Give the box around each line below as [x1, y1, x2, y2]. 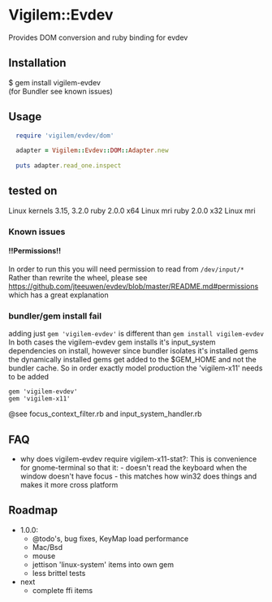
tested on [8, 184, 58, 198]
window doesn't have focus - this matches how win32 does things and [19, 471, 257, 481]
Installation [8, 56, 67, 70]
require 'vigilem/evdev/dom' [15, 132, 114, 140]
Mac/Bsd [32, 542, 63, 552]
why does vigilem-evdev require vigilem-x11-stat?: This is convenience [19, 453, 257, 464]
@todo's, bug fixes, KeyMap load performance [32, 534, 189, 544]
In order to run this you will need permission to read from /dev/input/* [8, 264, 245, 274]
